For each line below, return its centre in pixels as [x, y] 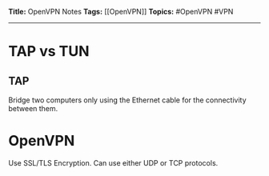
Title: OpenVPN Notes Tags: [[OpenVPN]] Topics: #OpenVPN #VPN [121, 12]
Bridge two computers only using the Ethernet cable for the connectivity [127, 100]
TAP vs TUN [49, 52]
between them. [33, 108]
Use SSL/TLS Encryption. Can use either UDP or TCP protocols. [113, 162]
